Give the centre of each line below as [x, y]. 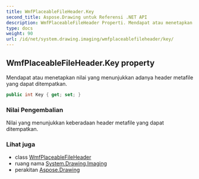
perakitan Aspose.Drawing [47, 170]
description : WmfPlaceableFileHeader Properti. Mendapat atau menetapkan [99, 23]
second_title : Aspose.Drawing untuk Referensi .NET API [77, 17]
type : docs [20, 28]
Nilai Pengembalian [35, 110]
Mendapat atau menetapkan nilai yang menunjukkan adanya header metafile [100, 77]
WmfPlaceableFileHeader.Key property [80, 63]
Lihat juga [21, 144]
